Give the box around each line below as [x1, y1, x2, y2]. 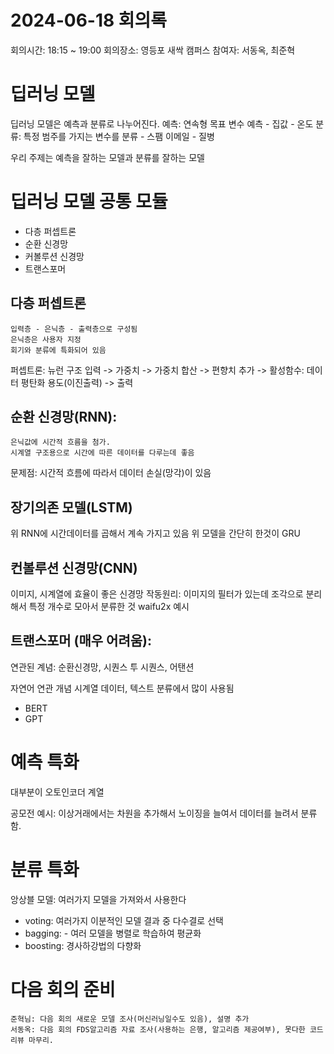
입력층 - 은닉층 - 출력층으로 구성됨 [10, 324, 138, 334]
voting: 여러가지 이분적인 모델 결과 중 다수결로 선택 [24, 914, 224, 926]
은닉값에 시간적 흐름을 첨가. [10, 437, 111, 448]
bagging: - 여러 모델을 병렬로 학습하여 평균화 [24, 927, 202, 939]
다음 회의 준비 [10, 978, 116, 1001]
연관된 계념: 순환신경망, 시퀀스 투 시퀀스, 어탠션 [10, 661, 195, 673]
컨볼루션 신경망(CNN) [10, 559, 138, 576]
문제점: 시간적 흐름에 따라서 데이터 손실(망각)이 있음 [10, 467, 212, 479]
